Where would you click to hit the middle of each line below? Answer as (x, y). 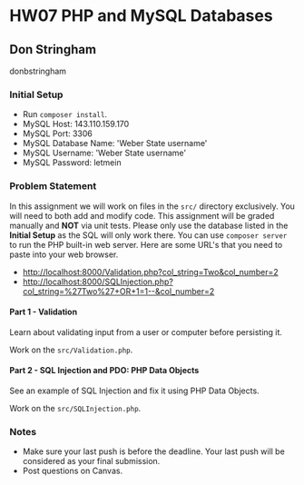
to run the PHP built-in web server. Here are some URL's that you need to (146, 244)
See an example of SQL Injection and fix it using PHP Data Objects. (135, 391)
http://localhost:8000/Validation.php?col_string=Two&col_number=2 (150, 272)
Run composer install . (64, 114)
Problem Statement (53, 186)
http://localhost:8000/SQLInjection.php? (98, 282)
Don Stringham (53, 49)
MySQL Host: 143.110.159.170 (76, 124)
